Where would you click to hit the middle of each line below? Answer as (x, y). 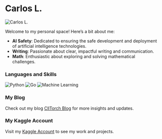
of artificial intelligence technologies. (49, 46)
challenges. (24, 61)
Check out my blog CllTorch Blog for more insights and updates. (70, 108)
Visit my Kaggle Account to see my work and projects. (60, 131)
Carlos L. (24, 9)
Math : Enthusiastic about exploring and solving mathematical (74, 56)
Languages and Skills (31, 74)
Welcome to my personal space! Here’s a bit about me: (60, 31)
